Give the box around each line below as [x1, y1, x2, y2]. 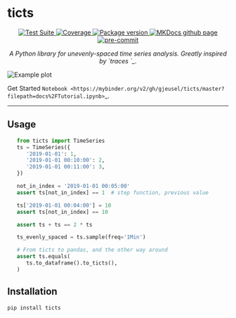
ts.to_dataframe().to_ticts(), [25, 260, 118, 267]
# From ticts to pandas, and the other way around [16, 246, 169, 254]
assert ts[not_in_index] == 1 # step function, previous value [16, 189, 209, 196]
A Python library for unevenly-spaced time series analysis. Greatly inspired [9, 49, 227, 58]
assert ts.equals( [16, 253, 71, 260]
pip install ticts [7, 304, 61, 311]
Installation [7, 286, 58, 298]
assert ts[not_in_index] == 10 [16, 208, 109, 215]
